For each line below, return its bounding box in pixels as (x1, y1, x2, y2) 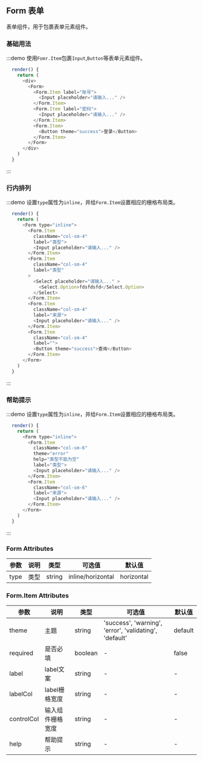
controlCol (9, 715, 39, 723)
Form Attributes (6, 544, 54, 553)
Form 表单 (6, 5, 44, 16)
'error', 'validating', (103, 626, 158, 634)
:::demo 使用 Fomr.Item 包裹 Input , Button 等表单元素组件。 (6, 54, 146, 62)
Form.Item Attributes (6, 591, 69, 599)
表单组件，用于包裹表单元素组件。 (6, 23, 91, 30)
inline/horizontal (68, 573, 115, 581)
